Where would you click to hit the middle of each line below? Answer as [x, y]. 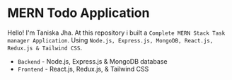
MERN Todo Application [79, 13]
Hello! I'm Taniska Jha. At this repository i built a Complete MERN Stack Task [116, 33]
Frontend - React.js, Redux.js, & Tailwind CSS [83, 69]
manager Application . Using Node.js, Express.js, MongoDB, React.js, [110, 40]
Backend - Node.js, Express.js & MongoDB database [92, 61]
